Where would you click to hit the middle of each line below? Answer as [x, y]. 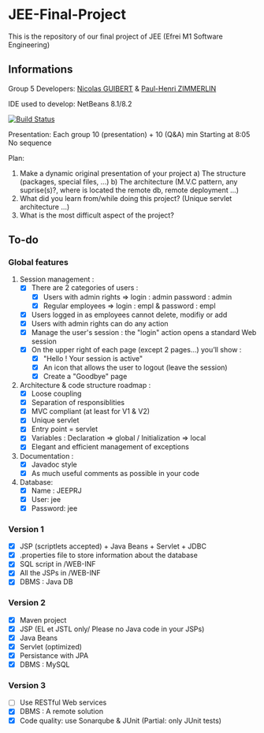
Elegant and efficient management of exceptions [110, 447]
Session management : [57, 279]
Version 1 [26, 529]
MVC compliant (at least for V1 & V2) [91, 411]
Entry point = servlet [65, 429]
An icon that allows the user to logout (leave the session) [135, 367]
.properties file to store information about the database [109, 555]
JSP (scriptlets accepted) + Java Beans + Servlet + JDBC [113, 546]
